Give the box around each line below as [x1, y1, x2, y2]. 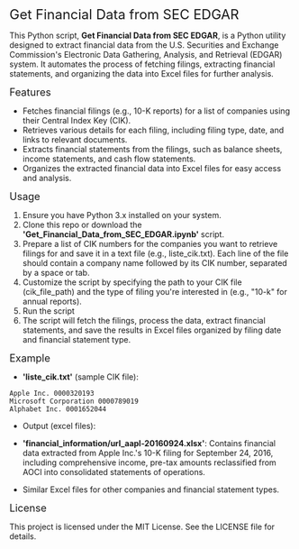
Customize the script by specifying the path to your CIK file [22, 277, 242, 288]
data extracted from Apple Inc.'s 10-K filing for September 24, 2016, [22, 448, 274, 458]
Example [9, 352, 51, 364]
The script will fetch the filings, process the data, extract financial [22, 316, 266, 325]
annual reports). [22, 296, 83, 307]
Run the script [22, 306, 75, 316]
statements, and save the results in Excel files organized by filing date [22, 325, 282, 335]
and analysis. [22, 173, 72, 183]
